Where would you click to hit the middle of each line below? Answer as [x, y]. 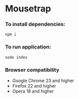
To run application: [28, 47]
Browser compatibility [32, 70]
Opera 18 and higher [33, 91]
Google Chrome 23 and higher [43, 81]
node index [16, 57]
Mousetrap [28, 9]
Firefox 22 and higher [34, 86]
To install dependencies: [35, 24]
